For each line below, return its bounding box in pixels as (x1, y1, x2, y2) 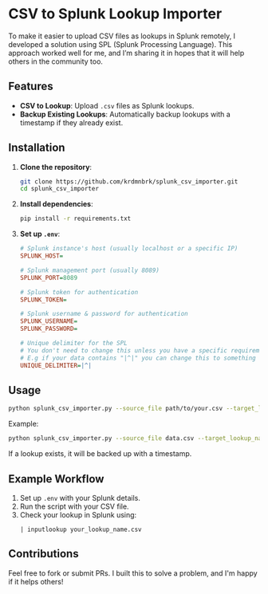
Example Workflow (8, 472, 104, 486)
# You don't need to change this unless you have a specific (19, 346, 228, 355)
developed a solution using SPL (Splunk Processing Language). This (8, 39, 233, 49)
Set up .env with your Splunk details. (19, 493, 141, 502)
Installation (8, 141, 65, 155)
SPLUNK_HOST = (19, 252, 64, 260)
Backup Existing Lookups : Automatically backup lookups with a (19, 109, 231, 119)
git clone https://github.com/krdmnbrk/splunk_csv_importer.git (19, 177, 238, 186)
